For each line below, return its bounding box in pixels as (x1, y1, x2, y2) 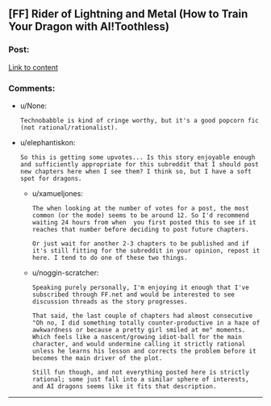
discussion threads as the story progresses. (31, 297, 188, 306)
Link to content (8, 62, 59, 72)
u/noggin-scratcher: (31, 267, 99, 278)
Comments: (8, 82, 56, 94)
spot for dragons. (19, 174, 82, 182)
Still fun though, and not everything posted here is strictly (31, 368, 250, 376)
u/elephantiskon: (19, 137, 76, 147)
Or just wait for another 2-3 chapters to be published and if (31, 239, 250, 248)
